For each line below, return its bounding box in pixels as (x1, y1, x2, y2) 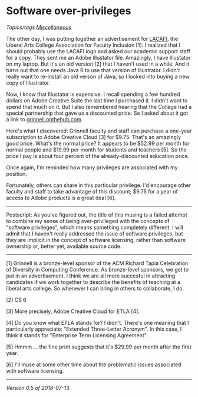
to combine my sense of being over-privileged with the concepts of (6, 217, 170, 224)
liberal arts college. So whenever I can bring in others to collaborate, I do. (6, 285, 184, 292)
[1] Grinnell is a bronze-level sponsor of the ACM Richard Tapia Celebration (6, 259, 189, 267)
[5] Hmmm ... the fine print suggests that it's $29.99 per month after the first (6, 343, 192, 350)
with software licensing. (6, 367, 64, 374)
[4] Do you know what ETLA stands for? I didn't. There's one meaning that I (6, 319, 189, 326)
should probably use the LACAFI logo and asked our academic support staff (6, 47, 190, 54)
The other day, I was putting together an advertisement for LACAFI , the (6, 35, 179, 42)
